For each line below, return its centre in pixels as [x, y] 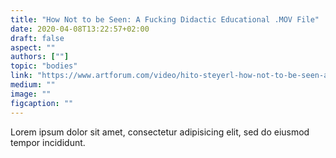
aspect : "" [33, 47]
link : [21, 76]
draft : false [37, 38]
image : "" [31, 94]
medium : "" [33, 85]
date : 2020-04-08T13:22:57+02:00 [80, 29]
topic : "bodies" [44, 66]
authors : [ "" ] [40, 57]
